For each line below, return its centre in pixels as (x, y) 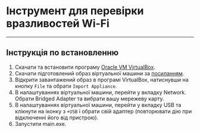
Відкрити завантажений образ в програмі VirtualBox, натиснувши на (101, 80)
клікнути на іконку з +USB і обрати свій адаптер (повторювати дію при (103, 111)
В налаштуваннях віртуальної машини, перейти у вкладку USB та (98, 104)
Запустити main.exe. (40, 123)
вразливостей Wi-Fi (58, 23)
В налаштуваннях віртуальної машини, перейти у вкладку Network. (100, 92)
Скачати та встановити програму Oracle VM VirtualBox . (85, 67)
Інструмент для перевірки (75, 11)
